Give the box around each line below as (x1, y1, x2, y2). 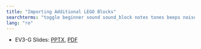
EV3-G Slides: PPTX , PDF (14, 36, 78, 44)
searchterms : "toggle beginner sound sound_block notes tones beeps (6, 14, 181, 20)
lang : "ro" (6, 20, 33, 26)
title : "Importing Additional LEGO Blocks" (6, 8, 117, 15)
